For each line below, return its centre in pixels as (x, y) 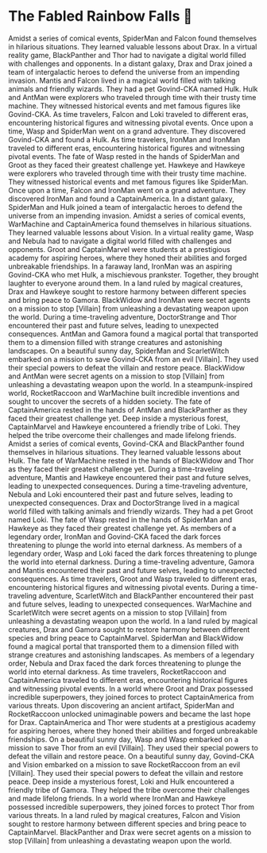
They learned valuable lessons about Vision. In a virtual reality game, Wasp (131, 232)
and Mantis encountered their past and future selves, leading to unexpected (132, 570)
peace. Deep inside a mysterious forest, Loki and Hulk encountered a (121, 781)
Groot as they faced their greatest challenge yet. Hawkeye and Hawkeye (127, 165)
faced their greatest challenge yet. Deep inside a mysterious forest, (118, 418)
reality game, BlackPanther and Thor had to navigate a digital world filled (127, 55)
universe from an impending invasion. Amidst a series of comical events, (127, 215)
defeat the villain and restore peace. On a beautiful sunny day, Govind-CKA (131, 756)
